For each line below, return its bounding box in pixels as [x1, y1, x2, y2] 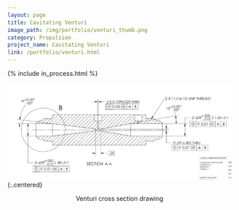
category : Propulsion [7, 34, 72, 41]
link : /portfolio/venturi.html [7, 49, 100, 56]
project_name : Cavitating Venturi [7, 41, 110, 49]
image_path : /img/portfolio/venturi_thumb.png [7, 26, 148, 33]
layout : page [7, 11, 46, 18]
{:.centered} [7, 181, 43, 189]
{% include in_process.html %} [7, 70, 98, 77]
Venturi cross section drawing [75, 194, 164, 203]
